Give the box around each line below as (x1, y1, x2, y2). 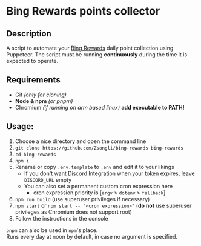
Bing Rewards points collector (6, 4, 160, 18)
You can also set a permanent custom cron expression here (24, 182, 173, 190)
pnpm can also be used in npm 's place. (6, 226, 98, 234)
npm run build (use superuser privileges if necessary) (15, 195, 150, 202)
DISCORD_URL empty (24, 176, 72, 183)
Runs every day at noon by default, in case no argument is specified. (6, 233, 177, 240)
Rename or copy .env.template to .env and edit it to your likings (15, 163, 174, 170)
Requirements (6, 75, 61, 85)
